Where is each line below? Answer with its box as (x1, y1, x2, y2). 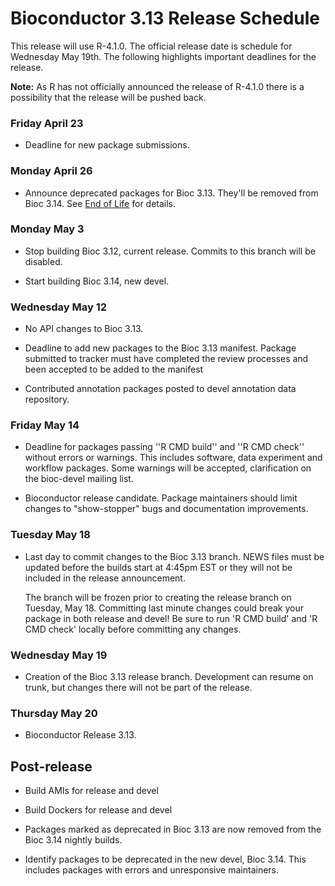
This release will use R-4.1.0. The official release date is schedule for (10, 40, 293, 52)
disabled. (24, 255, 63, 267)
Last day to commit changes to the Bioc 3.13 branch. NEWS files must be (24, 550, 325, 562)
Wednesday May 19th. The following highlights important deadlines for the (10, 50, 317, 62)
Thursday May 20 (10, 706, 98, 720)
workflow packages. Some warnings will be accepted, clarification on (24, 462, 312, 474)
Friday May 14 (10, 418, 80, 432)
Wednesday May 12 (10, 300, 108, 314)
